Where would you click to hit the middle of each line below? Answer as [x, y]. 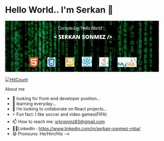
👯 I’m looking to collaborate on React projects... [60, 108]
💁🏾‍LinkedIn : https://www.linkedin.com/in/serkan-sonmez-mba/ [76, 128]
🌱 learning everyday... [34, 104]
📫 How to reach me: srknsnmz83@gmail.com [58, 122]
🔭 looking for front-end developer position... [56, 98]
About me [15, 89]
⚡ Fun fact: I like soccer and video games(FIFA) [60, 114]
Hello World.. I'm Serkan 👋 [59, 10]
